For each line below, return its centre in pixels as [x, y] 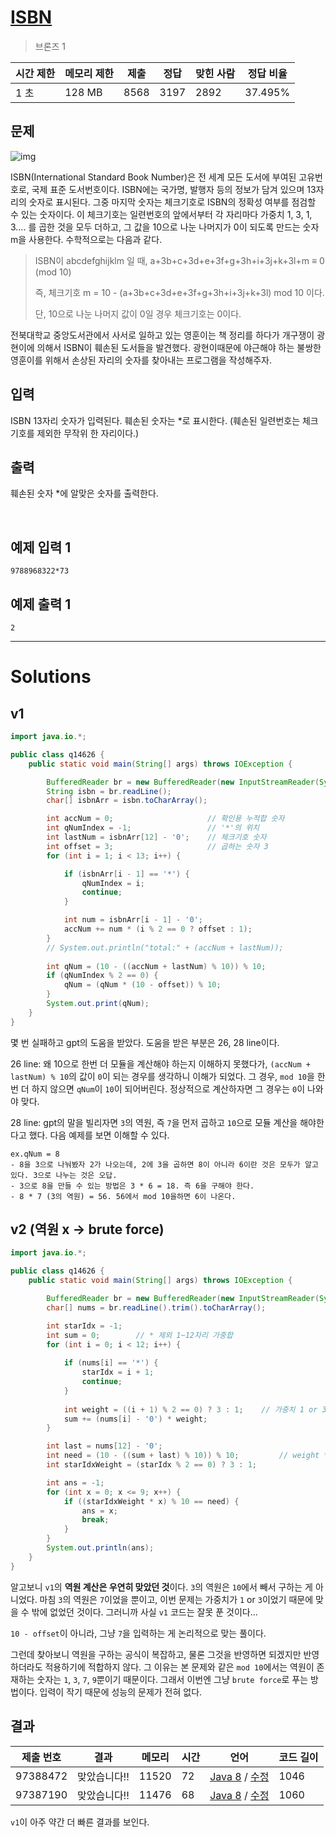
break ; [95, 1520]
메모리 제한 [89, 73]
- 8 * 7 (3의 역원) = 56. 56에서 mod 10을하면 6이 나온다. [123, 1196]
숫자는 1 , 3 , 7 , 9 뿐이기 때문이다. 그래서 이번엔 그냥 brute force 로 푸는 [172, 1679]
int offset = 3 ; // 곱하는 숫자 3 [157, 846]
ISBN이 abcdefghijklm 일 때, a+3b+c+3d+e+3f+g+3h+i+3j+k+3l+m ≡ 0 [179, 260]
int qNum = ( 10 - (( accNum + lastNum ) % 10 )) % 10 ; [156, 966]
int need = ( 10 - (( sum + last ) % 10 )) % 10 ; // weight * [187, 1456]
